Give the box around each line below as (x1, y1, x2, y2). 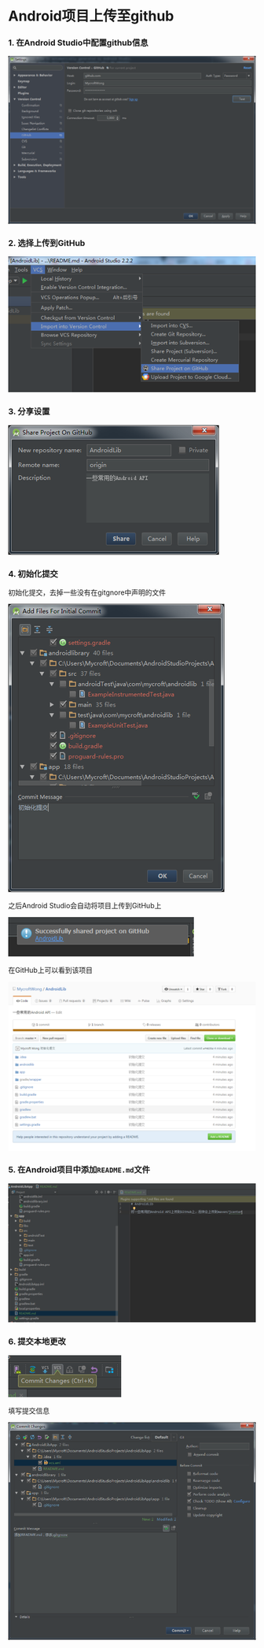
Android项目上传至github (8, 7, 174, 25)
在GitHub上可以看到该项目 (8, 965, 93, 974)
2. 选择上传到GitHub (8, 237, 86, 248)
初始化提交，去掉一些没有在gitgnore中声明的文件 (8, 588, 167, 597)
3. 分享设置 (8, 406, 50, 418)
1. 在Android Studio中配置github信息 (8, 37, 148, 48)
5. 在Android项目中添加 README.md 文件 (8, 1164, 151, 1175)
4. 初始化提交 (8, 568, 59, 579)
